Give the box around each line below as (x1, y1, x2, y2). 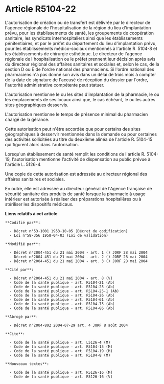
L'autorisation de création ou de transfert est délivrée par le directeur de (5, 20, 151, 25)
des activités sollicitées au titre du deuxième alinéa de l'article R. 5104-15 (5, 136, 153, 142)
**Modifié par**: (5, 241, 41, 247)
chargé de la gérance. (5, 116, 50, 122)
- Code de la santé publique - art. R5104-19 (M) (9, 348, 113, 353)
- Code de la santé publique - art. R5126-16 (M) (9, 370, 113, 375)
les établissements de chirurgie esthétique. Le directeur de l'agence (5, 50, 142, 57)
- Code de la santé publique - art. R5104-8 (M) (9, 353, 111, 358)
